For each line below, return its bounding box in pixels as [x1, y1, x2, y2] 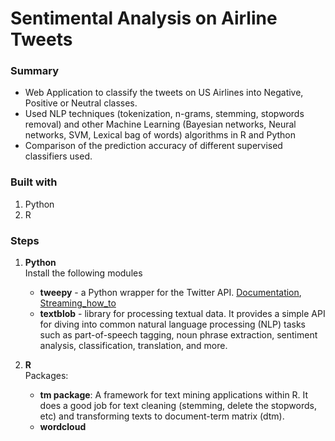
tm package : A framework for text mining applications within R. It [39, 389, 309, 401]
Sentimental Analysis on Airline [10, 7, 278, 30]
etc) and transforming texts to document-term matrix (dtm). [39, 410, 285, 422]
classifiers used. [24, 150, 93, 162]
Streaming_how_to [39, 297, 117, 309]
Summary [10, 64, 60, 78]
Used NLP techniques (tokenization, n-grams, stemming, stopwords [24, 108, 305, 120]
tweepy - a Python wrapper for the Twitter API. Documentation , [39, 287, 302, 299]
